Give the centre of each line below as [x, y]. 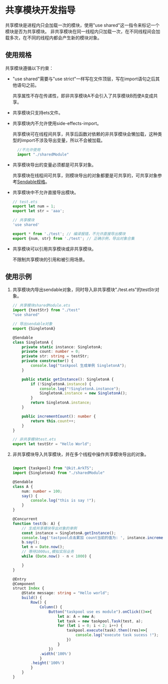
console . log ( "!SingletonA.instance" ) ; [80, 389]
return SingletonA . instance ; [61, 403]
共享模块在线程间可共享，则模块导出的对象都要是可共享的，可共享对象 [85, 175]
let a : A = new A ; [77, 616]
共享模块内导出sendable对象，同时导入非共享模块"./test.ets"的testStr [84, 290]
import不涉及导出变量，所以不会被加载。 [63, 140]
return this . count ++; [53, 421]
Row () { [39, 603]
